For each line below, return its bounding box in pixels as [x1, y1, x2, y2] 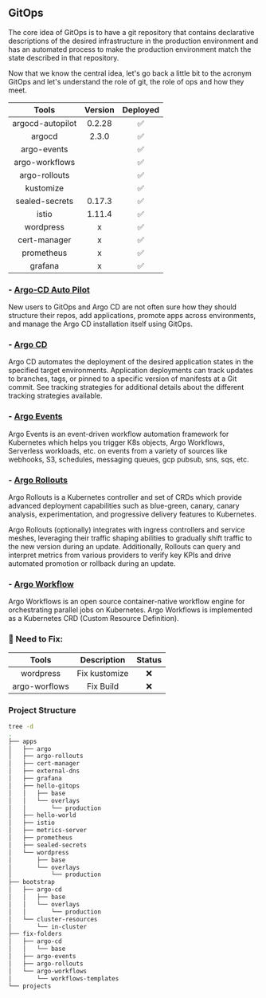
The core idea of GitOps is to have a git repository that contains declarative [8, 27, 255, 37]
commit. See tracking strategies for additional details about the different [8, 383, 244, 392]
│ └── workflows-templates [8, 974, 119, 983]
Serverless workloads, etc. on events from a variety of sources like [8, 446, 228, 455]
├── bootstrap [8, 878, 56, 886]
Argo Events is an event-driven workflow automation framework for [8, 429, 229, 438]
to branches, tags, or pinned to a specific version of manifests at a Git [8, 374, 237, 383]
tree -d [8, 722, 34, 730]
